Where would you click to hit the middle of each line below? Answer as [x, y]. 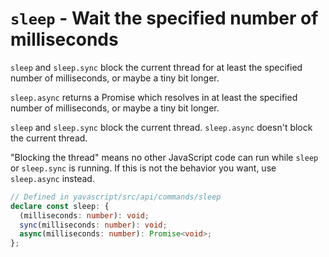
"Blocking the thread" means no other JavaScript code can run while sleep [164, 157]
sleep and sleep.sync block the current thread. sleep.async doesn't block [161, 127]
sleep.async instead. [52, 178]
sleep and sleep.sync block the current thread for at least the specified [156, 67]
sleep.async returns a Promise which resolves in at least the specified [154, 97]
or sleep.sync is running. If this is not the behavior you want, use [143, 168]
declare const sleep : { [60, 206]
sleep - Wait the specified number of [164, 18]
